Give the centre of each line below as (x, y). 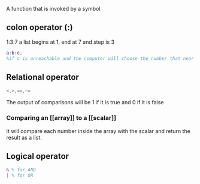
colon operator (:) (40, 27)
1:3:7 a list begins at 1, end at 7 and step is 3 (60, 42)
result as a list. (24, 137)
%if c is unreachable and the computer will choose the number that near (100, 58)
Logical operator (38, 156)
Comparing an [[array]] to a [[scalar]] (61, 118)
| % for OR (20, 176)
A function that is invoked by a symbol (53, 9)
